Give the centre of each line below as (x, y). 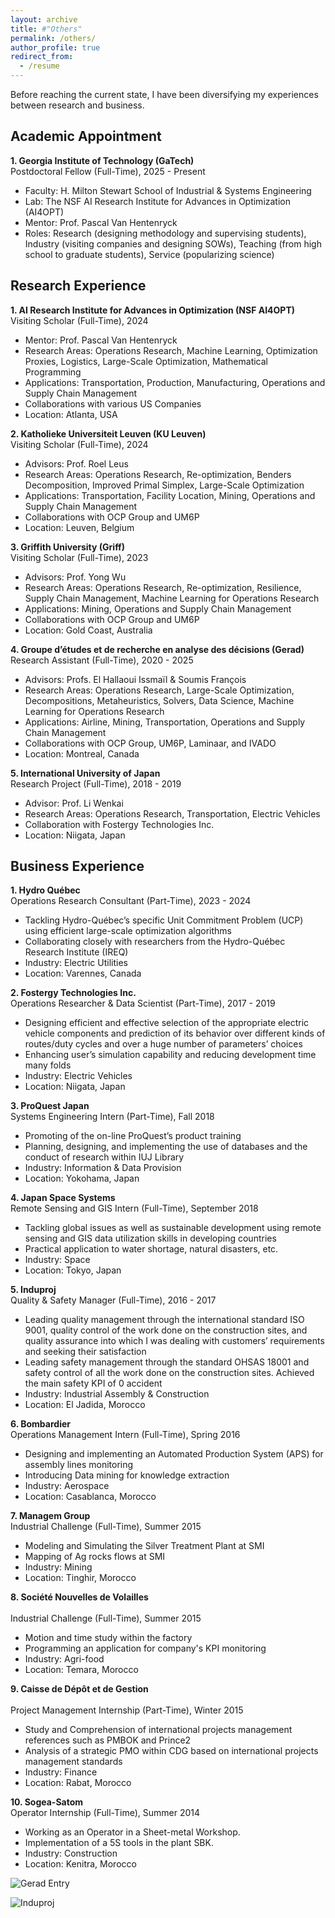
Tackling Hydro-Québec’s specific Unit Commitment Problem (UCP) (164, 920)
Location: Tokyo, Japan (73, 1270)
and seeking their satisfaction (85, 1352)
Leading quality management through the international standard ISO (164, 1320)
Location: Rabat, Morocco (78, 1783)
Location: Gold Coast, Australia (88, 630)
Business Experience (77, 866)
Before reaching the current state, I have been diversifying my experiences (164, 94)
